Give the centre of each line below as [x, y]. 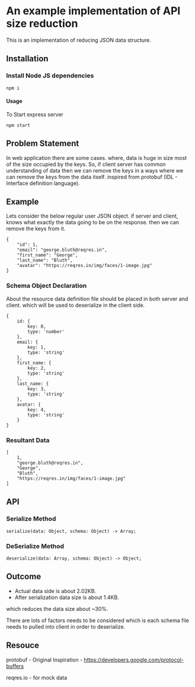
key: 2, [37, 368]
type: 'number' [46, 331]
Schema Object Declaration [47, 286]
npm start [18, 125]
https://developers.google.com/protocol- [134, 660]
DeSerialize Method [35, 546]
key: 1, [37, 347]
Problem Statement [43, 144]
